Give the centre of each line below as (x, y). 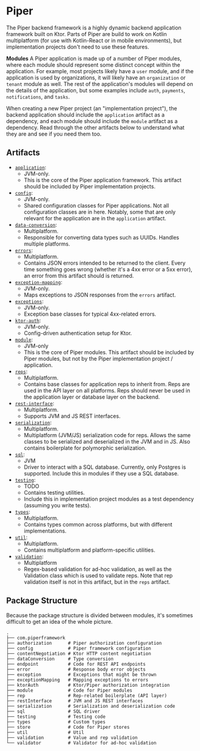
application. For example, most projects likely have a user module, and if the (100, 71)
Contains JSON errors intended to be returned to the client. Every (104, 263)
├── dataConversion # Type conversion (60, 659)
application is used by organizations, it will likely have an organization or (96, 77)
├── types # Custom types (56, 722)
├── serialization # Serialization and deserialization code (91, 706)
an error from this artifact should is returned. (79, 276)
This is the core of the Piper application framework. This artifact (102, 180)
